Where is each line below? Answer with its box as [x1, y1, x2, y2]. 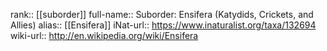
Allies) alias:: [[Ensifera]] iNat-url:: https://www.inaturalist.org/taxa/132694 [10, 19, 317, 31]
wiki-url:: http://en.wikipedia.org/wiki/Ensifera [10, 30, 199, 41]
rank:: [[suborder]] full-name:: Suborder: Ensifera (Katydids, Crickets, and [10, 9, 314, 20]
